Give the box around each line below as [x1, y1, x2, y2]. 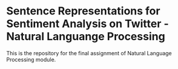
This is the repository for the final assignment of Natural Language [6, 49, 173, 56]
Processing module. [6, 56, 56, 63]
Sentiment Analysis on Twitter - [6, 17, 170, 31]
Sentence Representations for [6, 4, 160, 18]
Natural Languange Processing [6, 30, 165, 43]
